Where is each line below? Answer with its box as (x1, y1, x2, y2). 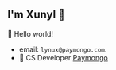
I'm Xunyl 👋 (7, 8, 65, 21)
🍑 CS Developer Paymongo (18, 52, 108, 62)
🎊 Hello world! (7, 29, 53, 38)
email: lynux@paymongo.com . (18, 45, 107, 54)
